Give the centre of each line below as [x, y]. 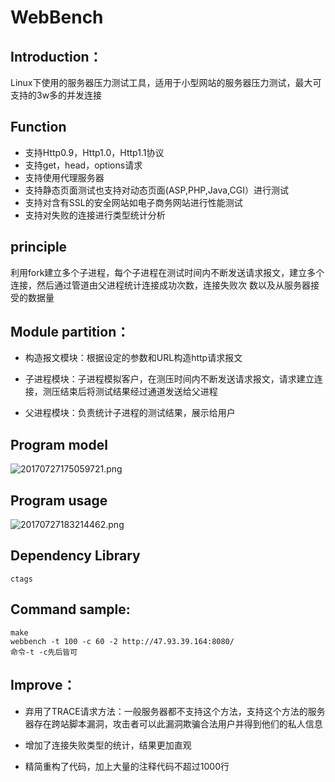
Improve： [43, 685]
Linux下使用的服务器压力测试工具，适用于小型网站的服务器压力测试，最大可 [166, 82]
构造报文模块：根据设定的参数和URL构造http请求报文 [133, 358]
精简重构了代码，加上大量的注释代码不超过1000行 [127, 766]
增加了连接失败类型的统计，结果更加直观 [108, 745]
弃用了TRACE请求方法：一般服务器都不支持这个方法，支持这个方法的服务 [175, 711]
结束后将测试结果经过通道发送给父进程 [138, 392]
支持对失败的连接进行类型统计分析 [95, 215]
